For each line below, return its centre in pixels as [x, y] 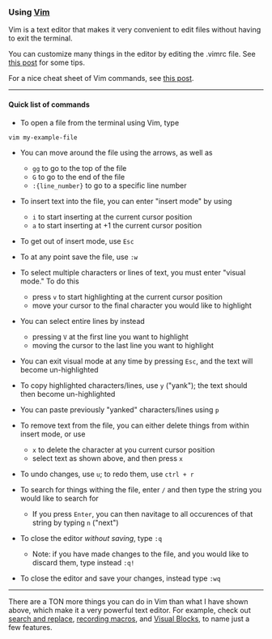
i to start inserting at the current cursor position [112, 216]
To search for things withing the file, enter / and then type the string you [141, 489]
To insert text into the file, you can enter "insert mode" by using [126, 201]
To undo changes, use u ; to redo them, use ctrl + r [107, 474]
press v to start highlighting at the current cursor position [127, 296]
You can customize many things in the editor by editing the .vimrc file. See [132, 54]
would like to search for [59, 498]
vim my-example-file [43, 137]
